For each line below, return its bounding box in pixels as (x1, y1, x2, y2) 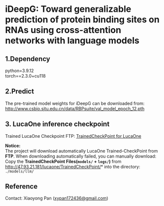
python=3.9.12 (5, 68, 34, 74)
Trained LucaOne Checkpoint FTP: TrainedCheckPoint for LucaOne (5, 133, 141, 139)
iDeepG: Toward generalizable (5, 3, 131, 15)
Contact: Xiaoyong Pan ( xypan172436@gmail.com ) (5, 195, 108, 201)
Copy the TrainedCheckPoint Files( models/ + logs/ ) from (5, 158, 122, 164)
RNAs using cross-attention (5, 25, 122, 36)
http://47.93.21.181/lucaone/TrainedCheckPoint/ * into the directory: (5, 164, 140, 169)
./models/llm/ (5, 169, 34, 174)
